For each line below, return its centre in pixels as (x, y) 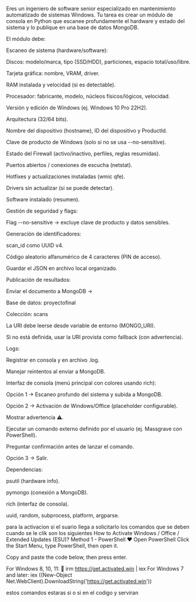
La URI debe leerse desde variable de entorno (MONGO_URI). (81, 326)
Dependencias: (24, 469)
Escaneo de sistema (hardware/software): (57, 50)
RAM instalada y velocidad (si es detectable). (61, 85)
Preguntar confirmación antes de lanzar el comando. (70, 447)
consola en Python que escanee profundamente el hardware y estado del (95, 21)
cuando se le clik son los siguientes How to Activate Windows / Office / (93, 533)
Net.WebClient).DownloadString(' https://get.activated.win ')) (79, 581)
